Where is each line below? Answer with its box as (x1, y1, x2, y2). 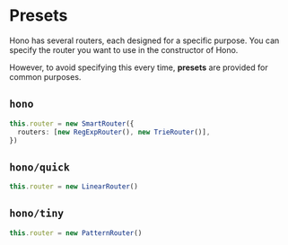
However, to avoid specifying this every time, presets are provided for (9, 62, 268, 73)
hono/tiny (9, 207, 65, 220)
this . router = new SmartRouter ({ (9, 118, 135, 128)
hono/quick (9, 161, 70, 173)
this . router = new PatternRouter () (9, 228, 143, 238)
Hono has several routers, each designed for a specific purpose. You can (9, 35, 280, 46)
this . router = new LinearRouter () (9, 182, 139, 191)
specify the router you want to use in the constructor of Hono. (9, 44, 239, 55)
